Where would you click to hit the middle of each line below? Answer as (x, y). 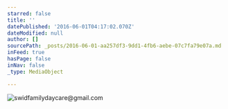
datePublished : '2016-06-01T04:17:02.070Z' (71, 26)
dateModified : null (35, 33)
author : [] (23, 40)
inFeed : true (26, 53)
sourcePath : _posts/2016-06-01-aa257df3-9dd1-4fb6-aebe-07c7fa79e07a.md (114, 46)
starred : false (29, 14)
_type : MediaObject (35, 72)
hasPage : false (29, 59)
